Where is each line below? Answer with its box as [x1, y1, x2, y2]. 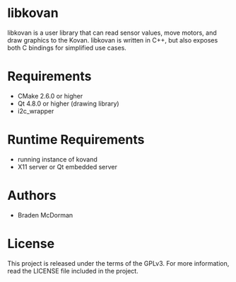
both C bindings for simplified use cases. [7, 43, 127, 52]
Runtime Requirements [7, 132, 145, 148]
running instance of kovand [17, 154, 98, 164]
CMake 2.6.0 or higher [17, 91, 83, 100]
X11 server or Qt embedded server [17, 162, 118, 171]
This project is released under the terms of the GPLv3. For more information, [7, 259, 230, 267]
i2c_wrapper [17, 106, 54, 115]
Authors [7, 188, 57, 203]
